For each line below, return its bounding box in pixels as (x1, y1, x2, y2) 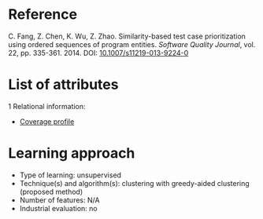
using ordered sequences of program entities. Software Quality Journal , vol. (8, 39, 256, 49)
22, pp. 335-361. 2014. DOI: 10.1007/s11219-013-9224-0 (8, 48, 189, 57)
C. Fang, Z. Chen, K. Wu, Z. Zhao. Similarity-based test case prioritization (8, 31, 246, 41)
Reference (8, 5, 77, 24)
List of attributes (8, 76, 119, 93)
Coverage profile (19, 116, 75, 126)
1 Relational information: (8, 101, 86, 111)
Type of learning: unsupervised (19, 170, 122, 180)
